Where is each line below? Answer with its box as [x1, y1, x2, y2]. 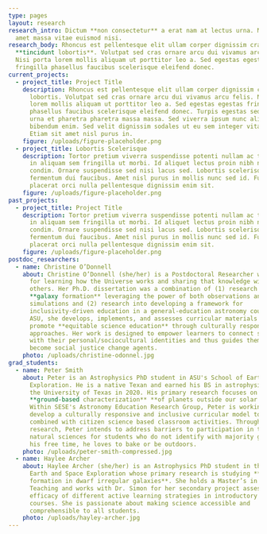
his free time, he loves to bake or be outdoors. [29, 440, 197, 448]
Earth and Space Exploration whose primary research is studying [29, 470, 250, 478]
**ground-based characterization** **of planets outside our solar [29, 396, 258, 404]
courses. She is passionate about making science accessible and [29, 499, 250, 507]
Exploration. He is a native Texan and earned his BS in [29, 381, 222, 389]
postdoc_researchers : [8, 255, 80, 263]
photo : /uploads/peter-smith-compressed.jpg [22, 447, 172, 455]
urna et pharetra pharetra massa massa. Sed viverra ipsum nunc [29, 115, 247, 123]
